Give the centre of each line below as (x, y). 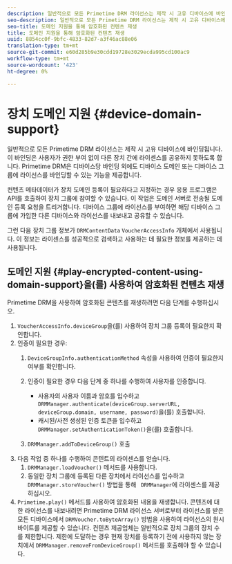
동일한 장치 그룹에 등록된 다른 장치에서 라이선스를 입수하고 (106, 476)
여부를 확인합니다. (51, 367)
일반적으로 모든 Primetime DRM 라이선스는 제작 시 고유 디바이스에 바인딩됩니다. (115, 149)
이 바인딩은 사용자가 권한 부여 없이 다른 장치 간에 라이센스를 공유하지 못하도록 (111, 158)
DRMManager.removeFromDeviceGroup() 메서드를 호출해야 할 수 (119, 545)
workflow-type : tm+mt (38, 59)
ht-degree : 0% (28, 71)
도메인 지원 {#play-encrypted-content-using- (105, 272)
